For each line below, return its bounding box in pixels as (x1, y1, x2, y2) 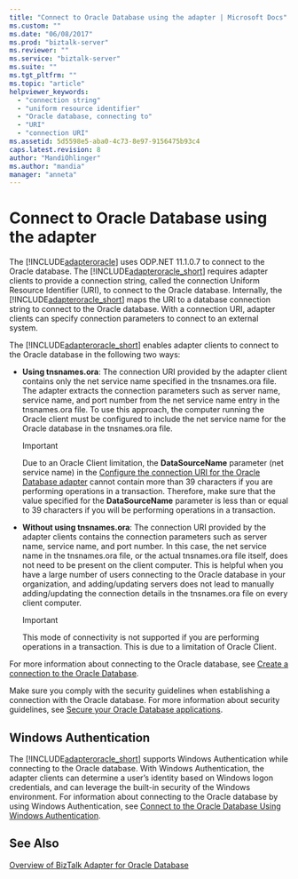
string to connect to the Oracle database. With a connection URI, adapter (9, 304, 276, 315)
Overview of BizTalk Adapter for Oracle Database (9, 859, 189, 870)
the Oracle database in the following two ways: (9, 349, 181, 360)
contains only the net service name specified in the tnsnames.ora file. (21, 376, 277, 387)
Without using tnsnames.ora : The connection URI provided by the (21, 522, 266, 533)
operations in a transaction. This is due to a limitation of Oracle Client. (21, 642, 277, 652)
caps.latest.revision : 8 (9, 145, 101, 154)
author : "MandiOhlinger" (9, 153, 101, 163)
